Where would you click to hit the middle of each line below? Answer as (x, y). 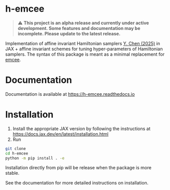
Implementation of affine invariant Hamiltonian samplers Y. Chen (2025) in (83, 43)
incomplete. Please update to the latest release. (69, 33)
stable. (12, 173)
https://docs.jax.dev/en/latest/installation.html (60, 134)
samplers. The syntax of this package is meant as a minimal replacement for (85, 54)
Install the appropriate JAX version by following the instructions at (81, 128)
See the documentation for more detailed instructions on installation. (77, 183)
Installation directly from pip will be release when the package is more (78, 168)
